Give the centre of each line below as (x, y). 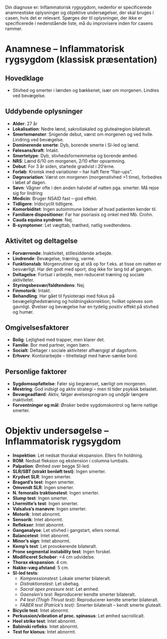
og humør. (23, 312)
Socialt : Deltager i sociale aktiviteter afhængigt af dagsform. (75, 350)
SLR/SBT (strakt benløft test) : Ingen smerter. (59, 471)
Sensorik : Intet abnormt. (38, 520)
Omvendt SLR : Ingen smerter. (43, 488)
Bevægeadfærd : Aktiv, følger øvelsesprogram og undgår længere (80, 394)
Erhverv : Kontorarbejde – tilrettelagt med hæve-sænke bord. (75, 356)
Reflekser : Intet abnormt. (39, 525)
